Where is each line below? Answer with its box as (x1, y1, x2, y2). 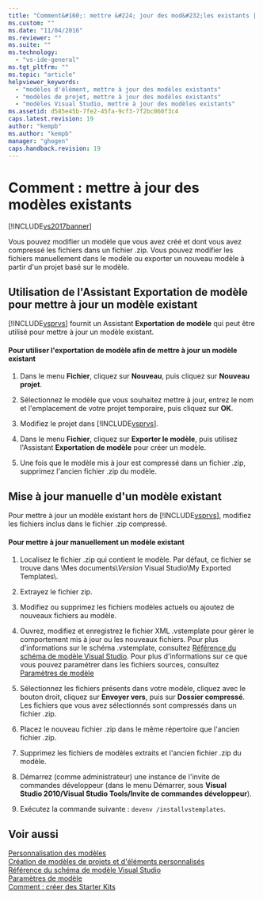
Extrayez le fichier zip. (19, 587, 93, 597)
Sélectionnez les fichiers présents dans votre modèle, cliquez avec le (19, 684, 246, 693)
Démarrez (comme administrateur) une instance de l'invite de (19, 772, 220, 782)
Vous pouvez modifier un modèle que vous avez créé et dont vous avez (8, 237, 242, 247)
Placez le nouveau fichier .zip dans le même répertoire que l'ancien (19, 724, 240, 734)
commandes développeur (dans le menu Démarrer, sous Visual (19, 781, 227, 790)
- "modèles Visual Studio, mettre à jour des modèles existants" (15, 100, 236, 108)
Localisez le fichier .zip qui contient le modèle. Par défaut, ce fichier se (19, 555, 252, 564)
